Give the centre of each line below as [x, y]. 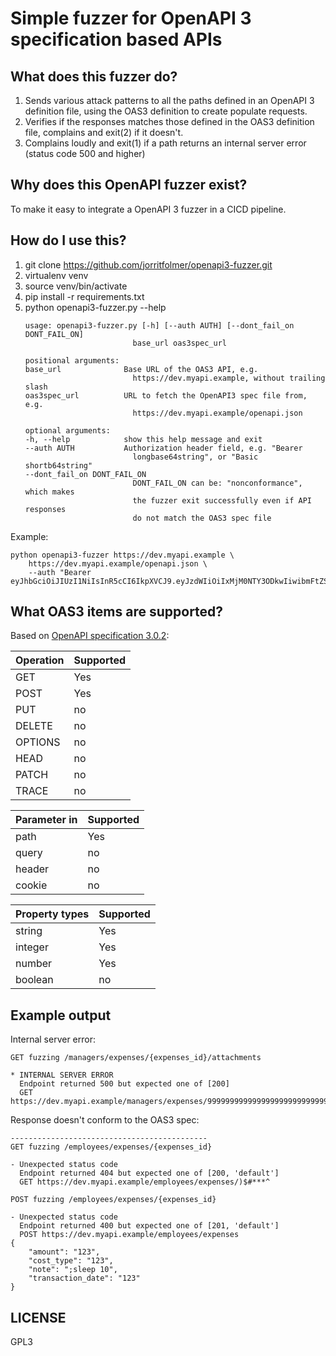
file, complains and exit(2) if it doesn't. [104, 132]
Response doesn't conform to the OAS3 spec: [105, 1120]
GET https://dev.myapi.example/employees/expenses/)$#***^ [145, 1182]
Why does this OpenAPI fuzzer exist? [129, 185]
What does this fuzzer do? [94, 76]
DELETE [34, 726]
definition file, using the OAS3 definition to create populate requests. [166, 111]
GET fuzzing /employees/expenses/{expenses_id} [111, 1147]
